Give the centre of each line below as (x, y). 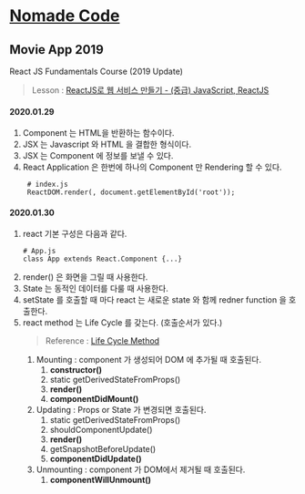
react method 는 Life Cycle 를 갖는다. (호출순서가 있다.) (122, 323)
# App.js (39, 252)
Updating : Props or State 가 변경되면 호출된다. (121, 410)
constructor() (76, 370)
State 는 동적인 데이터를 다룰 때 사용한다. (95, 289)
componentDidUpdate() (96, 459)
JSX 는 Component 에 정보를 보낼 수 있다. (98, 156)
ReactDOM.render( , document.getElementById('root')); (131, 192)
